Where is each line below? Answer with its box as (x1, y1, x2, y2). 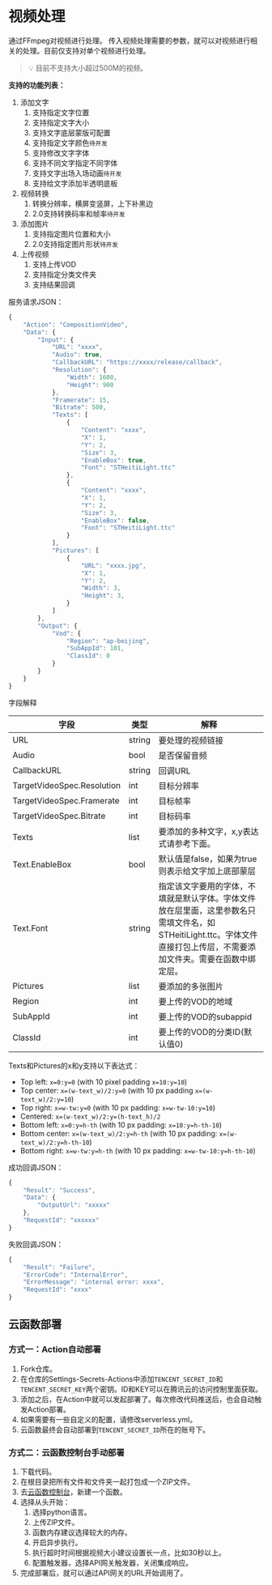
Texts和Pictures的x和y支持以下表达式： (8, 1060, 140, 1070)
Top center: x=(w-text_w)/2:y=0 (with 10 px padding (19, 1085, 193, 1095)
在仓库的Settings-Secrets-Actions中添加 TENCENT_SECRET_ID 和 (19, 1374, 223, 1383)
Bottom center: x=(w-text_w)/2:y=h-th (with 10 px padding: (19, 1128, 218, 1138)
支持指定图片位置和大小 (32, 228, 111, 239)
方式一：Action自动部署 (8, 1344, 101, 1355)
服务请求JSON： (8, 296, 64, 306)
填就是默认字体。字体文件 (158, 893, 257, 904)
